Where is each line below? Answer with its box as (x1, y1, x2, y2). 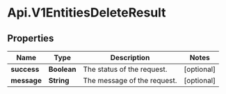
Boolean (48, 64, 76, 74)
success (10, 64, 40, 74)
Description (110, 53, 150, 62)
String (48, 76, 70, 85)
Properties (7, 32, 54, 44)
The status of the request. (83, 64, 168, 74)
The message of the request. (83, 76, 177, 85)
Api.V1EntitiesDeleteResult (7, 5, 166, 21)
